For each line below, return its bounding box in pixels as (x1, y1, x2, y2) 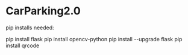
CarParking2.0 (5, 4, 81, 18)
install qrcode (5, 42, 40, 49)
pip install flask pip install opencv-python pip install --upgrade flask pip (5, 35, 183, 42)
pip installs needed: (5, 24, 55, 31)
